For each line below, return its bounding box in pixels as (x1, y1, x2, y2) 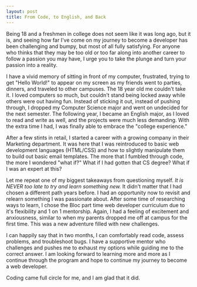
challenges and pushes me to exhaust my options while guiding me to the (6, 244, 184, 251)
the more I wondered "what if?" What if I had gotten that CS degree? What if (6, 159, 190, 166)
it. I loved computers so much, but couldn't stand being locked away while (6, 92, 186, 99)
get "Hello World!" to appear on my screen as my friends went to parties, (6, 79, 182, 86)
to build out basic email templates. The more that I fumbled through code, (6, 153, 184, 160)
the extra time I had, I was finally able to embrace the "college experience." (6, 123, 188, 130)
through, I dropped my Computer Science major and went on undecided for (6, 104, 189, 111)
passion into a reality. (6, 61, 57, 68)
